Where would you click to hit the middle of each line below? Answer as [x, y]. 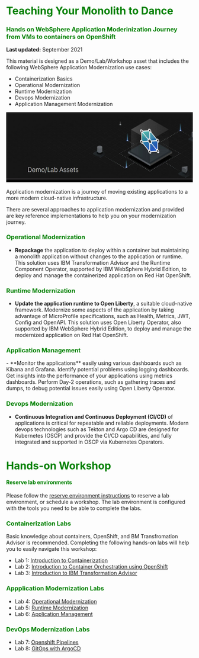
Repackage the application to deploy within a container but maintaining [102, 250]
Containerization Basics [44, 79]
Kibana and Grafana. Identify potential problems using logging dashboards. [98, 370]
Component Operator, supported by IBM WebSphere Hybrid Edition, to [101, 269]
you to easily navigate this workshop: [52, 549]
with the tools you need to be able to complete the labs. [74, 508]
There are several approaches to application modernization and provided [95, 209]
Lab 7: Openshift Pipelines [46, 642]
